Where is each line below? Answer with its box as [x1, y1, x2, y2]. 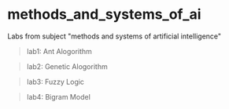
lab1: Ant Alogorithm [26, 46, 92, 56]
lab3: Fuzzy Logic [26, 77, 84, 86]
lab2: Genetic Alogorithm [26, 61, 108, 71]
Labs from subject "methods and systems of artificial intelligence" [7, 31, 222, 41]
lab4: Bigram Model [26, 92, 91, 101]
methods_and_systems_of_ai [7, 5, 201, 24]
